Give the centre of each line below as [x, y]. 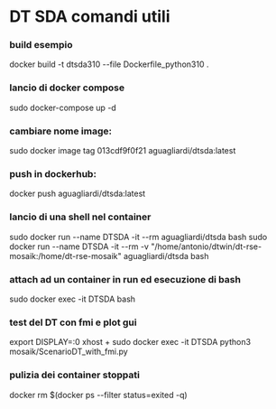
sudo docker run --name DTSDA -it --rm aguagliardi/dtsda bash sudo [138, 237]
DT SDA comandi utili [90, 17]
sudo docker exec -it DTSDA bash [73, 299]
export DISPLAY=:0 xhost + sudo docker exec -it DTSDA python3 [130, 342]
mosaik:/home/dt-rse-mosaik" [65, 256]
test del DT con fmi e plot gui [73, 322]
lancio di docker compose [67, 88]
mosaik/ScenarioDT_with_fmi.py [69, 352]
